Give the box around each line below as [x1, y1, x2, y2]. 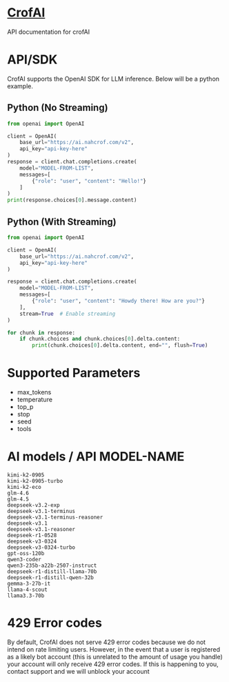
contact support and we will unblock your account [7, 667, 150, 675]
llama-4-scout [7, 586, 48, 593]
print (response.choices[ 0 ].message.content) [7, 197, 137, 204]
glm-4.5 [7, 496, 30, 503]
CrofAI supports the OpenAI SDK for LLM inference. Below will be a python [7, 74, 219, 83]
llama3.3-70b [7, 592, 45, 599]
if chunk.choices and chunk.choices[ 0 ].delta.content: [19, 336, 181, 343]
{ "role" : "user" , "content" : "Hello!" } [32, 177, 147, 184]
